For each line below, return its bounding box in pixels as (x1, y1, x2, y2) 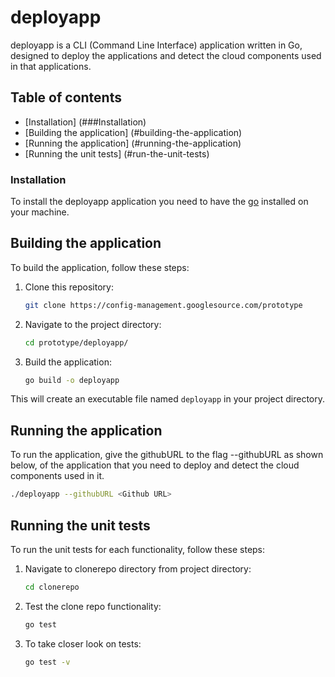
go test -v (24, 657, 71, 667)
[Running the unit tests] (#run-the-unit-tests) (24, 147, 210, 160)
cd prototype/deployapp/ (24, 337, 129, 348)
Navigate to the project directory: (24, 318, 162, 330)
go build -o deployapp (24, 375, 120, 385)
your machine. (10, 206, 70, 218)
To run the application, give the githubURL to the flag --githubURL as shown (10, 449, 324, 461)
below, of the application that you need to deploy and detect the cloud (10, 459, 300, 471)
